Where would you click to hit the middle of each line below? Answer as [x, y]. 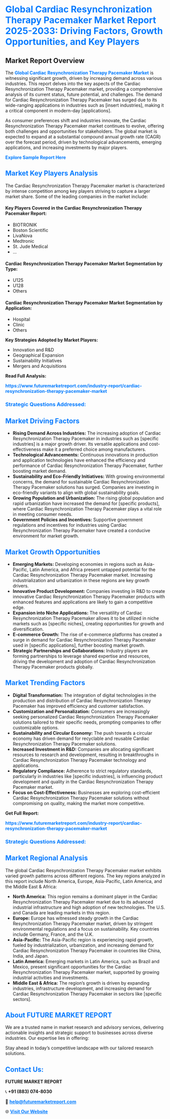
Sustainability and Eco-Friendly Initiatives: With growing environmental [89, 476]
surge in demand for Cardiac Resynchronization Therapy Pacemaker [84, 640]
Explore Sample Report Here [36, 157]
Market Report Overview [45, 60]
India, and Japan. [31, 956]
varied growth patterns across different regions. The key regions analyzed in [85, 876]
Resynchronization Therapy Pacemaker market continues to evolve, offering [85, 126]
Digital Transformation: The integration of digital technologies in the [84, 695]
